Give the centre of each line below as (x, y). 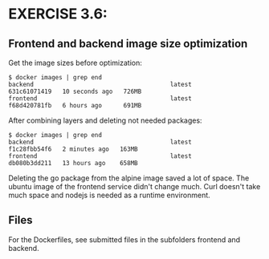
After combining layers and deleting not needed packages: (105, 120)
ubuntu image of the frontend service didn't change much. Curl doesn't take (134, 186)
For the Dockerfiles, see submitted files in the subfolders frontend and (124, 239)
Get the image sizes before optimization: (75, 63)
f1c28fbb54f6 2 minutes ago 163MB (73, 149)
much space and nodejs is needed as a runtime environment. (109, 195)
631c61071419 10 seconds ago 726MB (75, 91)
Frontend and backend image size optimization (128, 44)
